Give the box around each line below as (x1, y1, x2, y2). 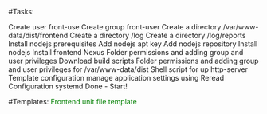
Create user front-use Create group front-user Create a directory (8, 22, 222, 31)
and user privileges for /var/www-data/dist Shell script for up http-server (8, 65, 249, 74)
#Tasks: (8, 7, 34, 16)
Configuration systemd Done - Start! (8, 81, 128, 91)
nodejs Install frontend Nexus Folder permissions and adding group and (8, 48, 244, 57)
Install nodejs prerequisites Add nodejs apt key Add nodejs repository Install (8, 39, 258, 49)
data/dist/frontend (8, 31, 69, 40)
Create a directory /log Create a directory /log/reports (69, 31, 246, 40)
